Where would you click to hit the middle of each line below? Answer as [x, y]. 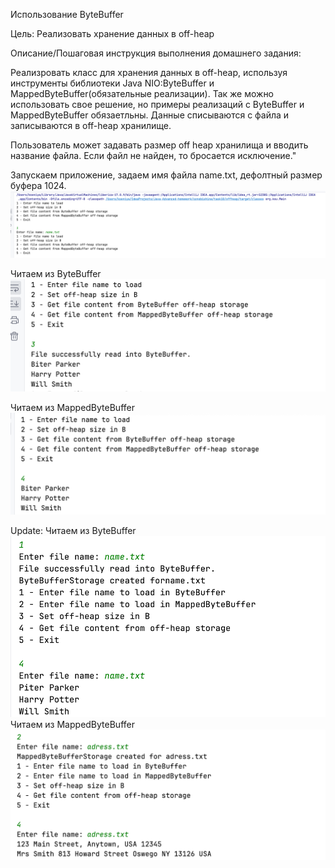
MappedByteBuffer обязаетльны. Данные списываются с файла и [150, 115]
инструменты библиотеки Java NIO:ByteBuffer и [112, 83]
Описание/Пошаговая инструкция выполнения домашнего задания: [156, 53]
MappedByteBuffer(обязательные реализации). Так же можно [142, 93]
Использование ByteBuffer [67, 14]
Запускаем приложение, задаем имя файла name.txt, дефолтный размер [166, 175]
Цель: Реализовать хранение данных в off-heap [112, 33]
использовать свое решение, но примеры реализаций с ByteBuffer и [157, 104]
